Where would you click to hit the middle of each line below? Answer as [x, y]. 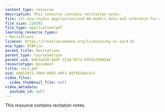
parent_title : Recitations [33, 50]
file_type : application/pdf [34, 28]
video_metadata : [22, 87]
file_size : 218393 [24, 23]
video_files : [18, 78]
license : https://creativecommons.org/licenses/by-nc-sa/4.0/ [70, 42]
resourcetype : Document [29, 64]
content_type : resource [29, 10]
